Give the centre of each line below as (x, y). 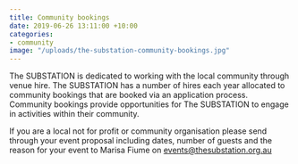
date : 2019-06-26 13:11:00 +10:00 (74, 26)
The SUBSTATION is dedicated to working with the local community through (149, 76)
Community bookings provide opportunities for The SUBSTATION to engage (149, 104)
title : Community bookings (60, 17)
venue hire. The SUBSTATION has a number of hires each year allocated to (147, 86)
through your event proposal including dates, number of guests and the (141, 141)
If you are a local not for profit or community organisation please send (138, 131)
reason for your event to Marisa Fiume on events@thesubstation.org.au (140, 150)
